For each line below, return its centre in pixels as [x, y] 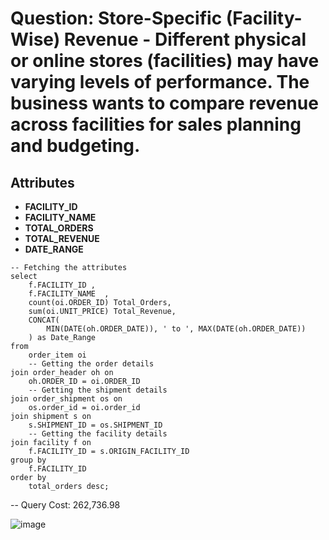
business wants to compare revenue [164, 103]
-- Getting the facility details [98, 434]
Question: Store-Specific [116, 18]
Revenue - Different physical [185, 39]
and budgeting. [75, 146]
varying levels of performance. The [160, 82]
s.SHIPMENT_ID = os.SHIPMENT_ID [95, 425]
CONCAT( [44, 320]
